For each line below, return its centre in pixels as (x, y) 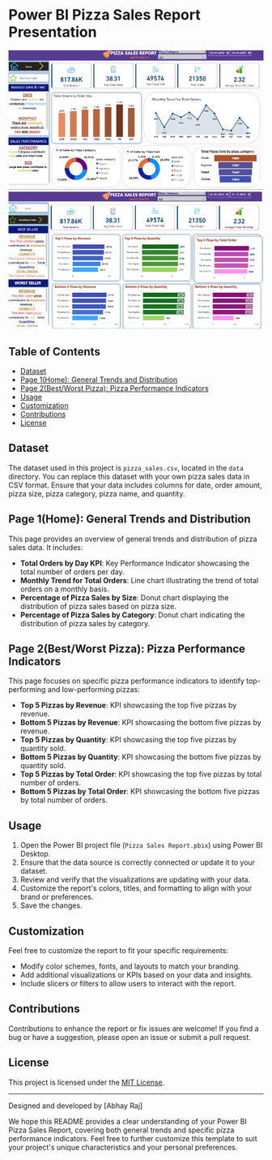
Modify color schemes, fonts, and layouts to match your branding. (130, 966)
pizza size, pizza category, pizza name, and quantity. (97, 493)
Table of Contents (55, 352)
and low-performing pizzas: (93, 690)
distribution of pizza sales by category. (85, 623)
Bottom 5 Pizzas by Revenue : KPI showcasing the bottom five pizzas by (140, 723)
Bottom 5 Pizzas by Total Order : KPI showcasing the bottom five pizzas (140, 792)
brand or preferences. (57, 897)
